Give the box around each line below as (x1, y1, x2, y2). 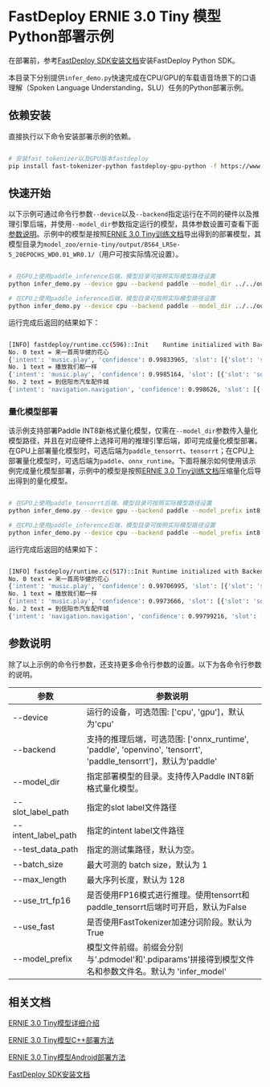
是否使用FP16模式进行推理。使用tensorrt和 (86, 889, 250, 900)
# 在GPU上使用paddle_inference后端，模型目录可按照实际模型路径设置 (8, 273, 215, 281)
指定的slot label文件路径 (86, 801, 177, 813)
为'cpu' (86, 718, 114, 729)
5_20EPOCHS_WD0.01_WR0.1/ (8, 251, 95, 259)
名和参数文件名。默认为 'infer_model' (86, 966, 227, 977)
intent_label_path (12, 830, 77, 841)
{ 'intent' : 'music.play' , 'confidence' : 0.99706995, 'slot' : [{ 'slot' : (8, 583, 253, 591)
